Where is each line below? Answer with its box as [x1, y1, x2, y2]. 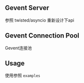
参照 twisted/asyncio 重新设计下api [5, 17, 74, 23]
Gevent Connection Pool [5, 31, 79, 40]
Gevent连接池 [5, 45, 32, 51]
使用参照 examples [5, 72, 41, 79]
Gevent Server [5, 4, 49, 12]
